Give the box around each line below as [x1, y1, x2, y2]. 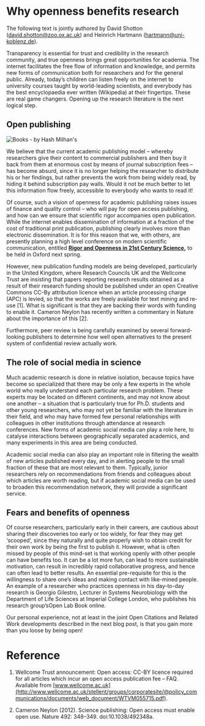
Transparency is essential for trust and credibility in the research [6, 49, 170, 56]
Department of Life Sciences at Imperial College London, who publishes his [6, 595, 196, 603]
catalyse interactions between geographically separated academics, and [6, 432, 190, 440]
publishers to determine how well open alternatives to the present [26, 333, 192, 340]
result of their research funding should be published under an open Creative [6, 282, 199, 289]
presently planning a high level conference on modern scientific [6, 237, 167, 245]
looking [6, 333, 26, 340]
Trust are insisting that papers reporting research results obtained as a [6, 275, 184, 283]
